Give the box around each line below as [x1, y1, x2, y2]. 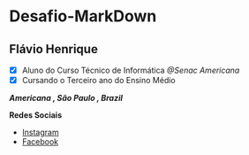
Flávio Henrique [9, 42, 99, 57]
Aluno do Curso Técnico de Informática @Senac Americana [21, 65, 240, 75]
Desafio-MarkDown [9, 6, 157, 27]
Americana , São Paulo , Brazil [9, 93, 124, 104]
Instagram [21, 127, 59, 138]
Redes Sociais [9, 110, 63, 120]
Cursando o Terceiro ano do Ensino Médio [21, 75, 176, 86]
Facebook [21, 136, 59, 147]
